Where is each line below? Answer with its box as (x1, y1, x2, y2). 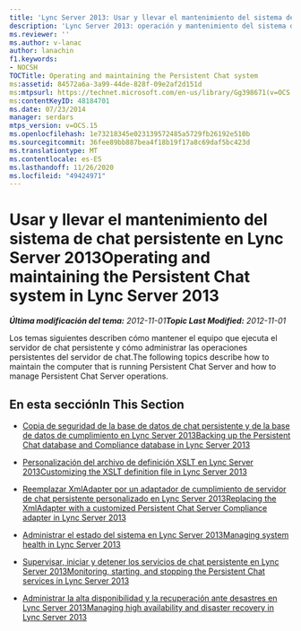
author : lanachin (9, 47, 74, 55)
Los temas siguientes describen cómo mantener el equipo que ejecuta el (9, 333, 278, 344)
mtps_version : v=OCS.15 (9, 122, 99, 131)
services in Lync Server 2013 (21, 576, 130, 586)
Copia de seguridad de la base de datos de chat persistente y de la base (21, 421, 290, 431)
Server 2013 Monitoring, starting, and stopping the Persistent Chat (21, 566, 266, 576)
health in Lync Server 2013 (21, 539, 121, 550)
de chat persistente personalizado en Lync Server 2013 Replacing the (21, 493, 277, 504)
